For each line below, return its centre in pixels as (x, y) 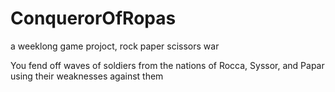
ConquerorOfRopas (93, 18)
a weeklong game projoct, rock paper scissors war (115, 46)
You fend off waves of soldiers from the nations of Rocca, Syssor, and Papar (167, 65)
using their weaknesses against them (87, 76)
